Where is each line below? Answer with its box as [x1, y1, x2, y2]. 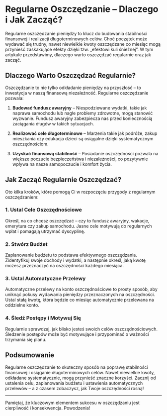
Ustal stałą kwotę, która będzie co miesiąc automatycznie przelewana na [5, 297, 154, 303]
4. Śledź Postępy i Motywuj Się [5, 314, 81, 321]
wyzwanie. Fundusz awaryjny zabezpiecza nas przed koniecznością [12, 115, 153, 121]
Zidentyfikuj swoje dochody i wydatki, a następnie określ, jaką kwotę [5, 257, 146, 263]
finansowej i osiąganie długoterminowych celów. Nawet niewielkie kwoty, [5, 369, 155, 375]
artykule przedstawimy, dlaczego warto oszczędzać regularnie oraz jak [5, 51, 152, 58]
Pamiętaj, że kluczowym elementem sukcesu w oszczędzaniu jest [5, 400, 140, 406]
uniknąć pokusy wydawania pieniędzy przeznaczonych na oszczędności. [5, 292, 155, 298]
